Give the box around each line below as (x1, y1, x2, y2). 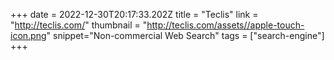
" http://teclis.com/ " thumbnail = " (10, 19, 148, 31)
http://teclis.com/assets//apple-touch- (146, 19, 305, 31)
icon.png (10, 30, 47, 41)
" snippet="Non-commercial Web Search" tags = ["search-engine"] (46, 30, 325, 41)
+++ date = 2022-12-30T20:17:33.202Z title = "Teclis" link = (10, 9, 259, 20)
